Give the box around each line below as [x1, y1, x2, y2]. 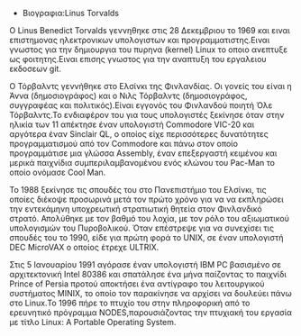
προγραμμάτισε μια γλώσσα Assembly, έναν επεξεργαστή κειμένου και [9, 148, 278, 159]
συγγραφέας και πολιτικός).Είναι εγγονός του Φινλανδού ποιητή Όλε [9, 100, 273, 111]
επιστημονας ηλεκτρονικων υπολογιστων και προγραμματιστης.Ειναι [9, 35, 270, 45]
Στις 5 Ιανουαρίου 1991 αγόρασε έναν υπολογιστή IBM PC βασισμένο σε [9, 259, 282, 269]
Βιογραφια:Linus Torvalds [22, 8, 120, 18]
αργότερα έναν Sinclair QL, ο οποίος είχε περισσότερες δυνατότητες [9, 129, 269, 139]
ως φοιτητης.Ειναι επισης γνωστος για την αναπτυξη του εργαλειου [9, 54, 268, 64]
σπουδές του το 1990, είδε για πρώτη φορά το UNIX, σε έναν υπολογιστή [9, 232, 284, 242]
